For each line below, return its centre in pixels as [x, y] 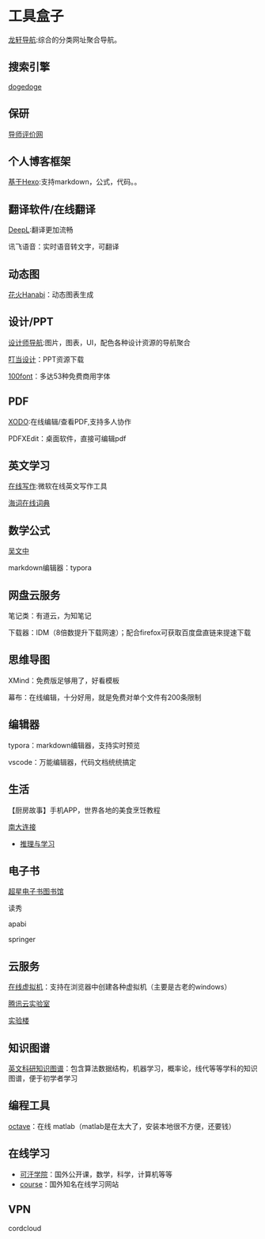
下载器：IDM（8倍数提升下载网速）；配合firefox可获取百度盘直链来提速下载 [130, 633]
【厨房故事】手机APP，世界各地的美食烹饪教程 [84, 810]
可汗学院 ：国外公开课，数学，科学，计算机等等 [96, 1174]
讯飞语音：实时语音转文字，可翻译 [64, 247]
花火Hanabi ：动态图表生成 [51, 295]
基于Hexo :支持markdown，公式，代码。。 [75, 182]
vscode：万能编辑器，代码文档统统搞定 [72, 762]
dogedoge [25, 86]
